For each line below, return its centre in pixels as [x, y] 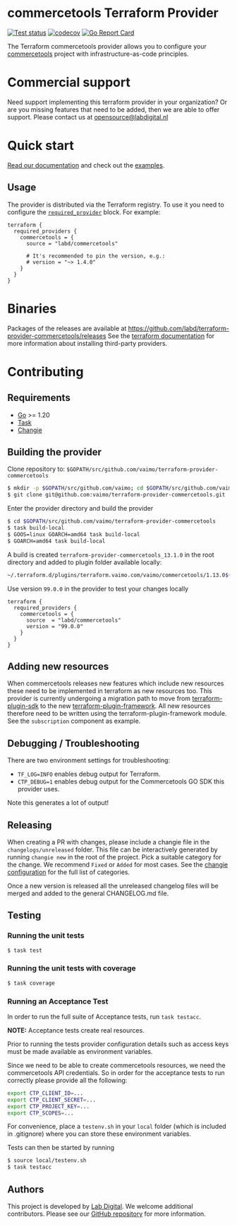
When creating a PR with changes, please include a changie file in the [109, 842]
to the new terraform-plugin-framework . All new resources [125, 706]
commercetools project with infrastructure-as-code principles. [98, 54]
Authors [26, 1189]
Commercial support [69, 82]
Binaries [32, 308]
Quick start [41, 146]
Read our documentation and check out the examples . [86, 165]
